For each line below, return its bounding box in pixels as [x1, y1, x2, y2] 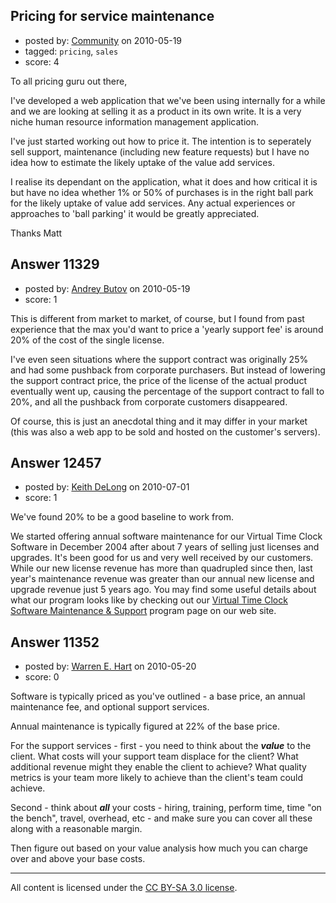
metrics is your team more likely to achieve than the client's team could [10, 772, 304, 784]
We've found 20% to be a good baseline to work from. [10, 511, 235, 523]
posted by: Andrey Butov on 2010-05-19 [24, 282, 191, 294]
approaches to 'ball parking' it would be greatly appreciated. [10, 207, 260, 219]
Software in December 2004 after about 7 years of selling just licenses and [10, 541, 320, 553]
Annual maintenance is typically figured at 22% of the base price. [10, 720, 280, 733]
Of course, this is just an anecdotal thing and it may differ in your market [10, 415, 308, 427]
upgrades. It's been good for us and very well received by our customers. [10, 552, 314, 564]
